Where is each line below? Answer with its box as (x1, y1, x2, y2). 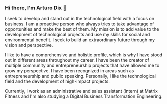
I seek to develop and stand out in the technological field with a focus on (5, 16, 155, 22)
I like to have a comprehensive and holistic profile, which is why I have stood (5, 52, 163, 58)
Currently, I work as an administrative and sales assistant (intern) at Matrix (5, 88, 158, 94)
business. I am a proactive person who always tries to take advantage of (5, 21, 154, 27)
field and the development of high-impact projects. (5, 78, 110, 84)
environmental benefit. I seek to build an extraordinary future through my (5, 37, 155, 43)
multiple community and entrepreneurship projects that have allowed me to (5, 62, 160, 69)
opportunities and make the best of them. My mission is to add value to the (5, 26, 159, 32)
